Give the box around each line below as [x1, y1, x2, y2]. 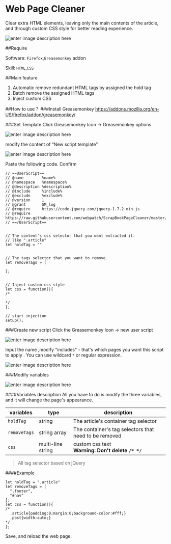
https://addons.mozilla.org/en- [95, 105, 159, 112]
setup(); [5, 318, 24, 323]
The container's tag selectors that [73, 426, 154, 433]
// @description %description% [5, 184, 72, 189]
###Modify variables [5, 371, 49, 377]
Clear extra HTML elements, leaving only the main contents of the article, [5, 20, 159, 26]
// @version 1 [5, 197, 44, 203]
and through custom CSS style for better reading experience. [5, 25, 133, 31]
